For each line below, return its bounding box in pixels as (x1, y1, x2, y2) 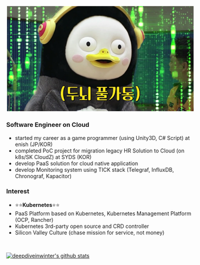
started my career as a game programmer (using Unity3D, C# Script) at (14, 134, 190, 141)
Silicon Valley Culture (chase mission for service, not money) (14, 229, 165, 236)
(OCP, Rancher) (14, 216, 54, 223)
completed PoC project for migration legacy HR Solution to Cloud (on (14, 147, 185, 154)
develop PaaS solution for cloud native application (14, 160, 139, 167)
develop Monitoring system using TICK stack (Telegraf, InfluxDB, (14, 166, 174, 173)
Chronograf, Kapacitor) (14, 172, 72, 179)
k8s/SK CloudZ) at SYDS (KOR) (14, 153, 92, 160)
